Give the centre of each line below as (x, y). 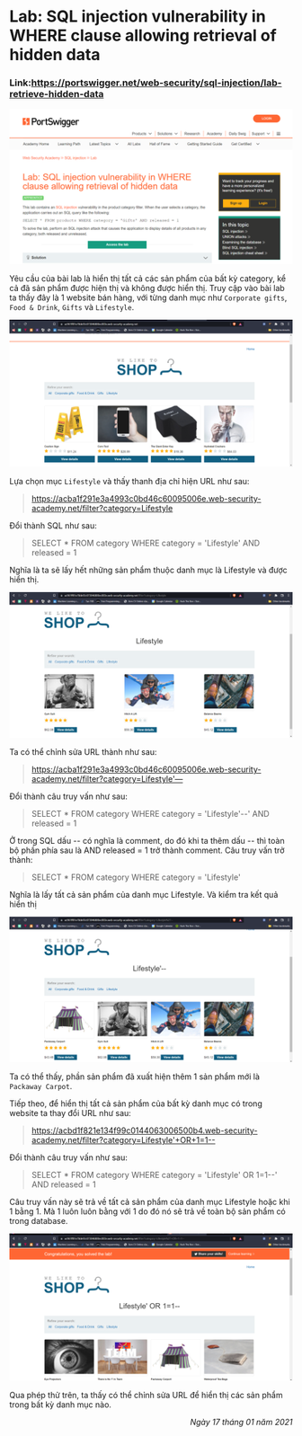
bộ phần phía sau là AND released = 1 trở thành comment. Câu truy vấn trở (147, 850)
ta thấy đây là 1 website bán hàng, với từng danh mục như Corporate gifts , (148, 297)
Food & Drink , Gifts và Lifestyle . (72, 307)
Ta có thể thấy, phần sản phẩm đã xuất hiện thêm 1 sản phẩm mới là (135, 1077)
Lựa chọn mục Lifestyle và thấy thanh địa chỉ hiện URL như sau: (129, 481)
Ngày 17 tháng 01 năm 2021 (241, 1423)
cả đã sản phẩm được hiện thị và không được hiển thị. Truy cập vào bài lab (147, 288)
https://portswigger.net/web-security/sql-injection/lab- (156, 83)
